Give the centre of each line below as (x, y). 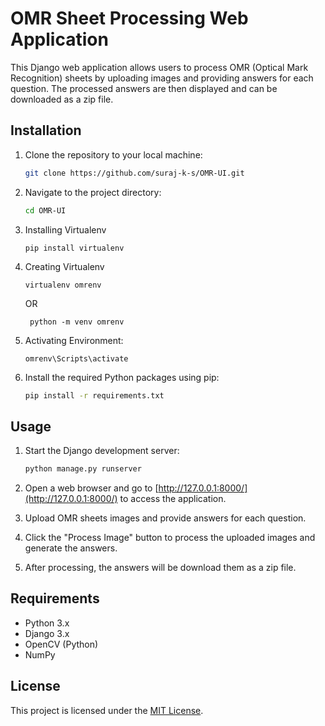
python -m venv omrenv (77, 322)
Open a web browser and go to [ (91, 488)
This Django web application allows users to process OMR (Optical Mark (159, 67)
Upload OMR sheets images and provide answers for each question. (165, 518)
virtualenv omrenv (63, 285)
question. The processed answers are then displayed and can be (144, 88)
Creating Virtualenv (64, 266)
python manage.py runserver (83, 469)
